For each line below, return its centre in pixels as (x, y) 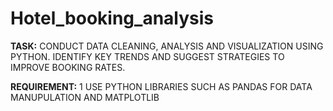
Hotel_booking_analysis (112, 18)
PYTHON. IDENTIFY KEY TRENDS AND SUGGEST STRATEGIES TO (147, 56)
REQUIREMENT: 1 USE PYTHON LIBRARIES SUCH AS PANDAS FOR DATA (161, 86)
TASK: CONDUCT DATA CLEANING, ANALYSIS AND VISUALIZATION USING (167, 46)
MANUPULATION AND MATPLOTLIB (85, 97)
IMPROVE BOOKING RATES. (68, 67)
